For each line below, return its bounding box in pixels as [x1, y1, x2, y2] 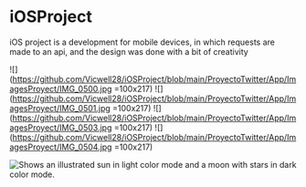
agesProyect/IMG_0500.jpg [9, 83, 112, 94]
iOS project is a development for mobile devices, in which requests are [9, 36, 276, 47]
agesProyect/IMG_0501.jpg [9, 102, 111, 113]
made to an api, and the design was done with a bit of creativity [9, 46, 248, 57]
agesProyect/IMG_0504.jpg [9, 141, 112, 152]
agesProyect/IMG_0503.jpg [9, 121, 112, 133]
